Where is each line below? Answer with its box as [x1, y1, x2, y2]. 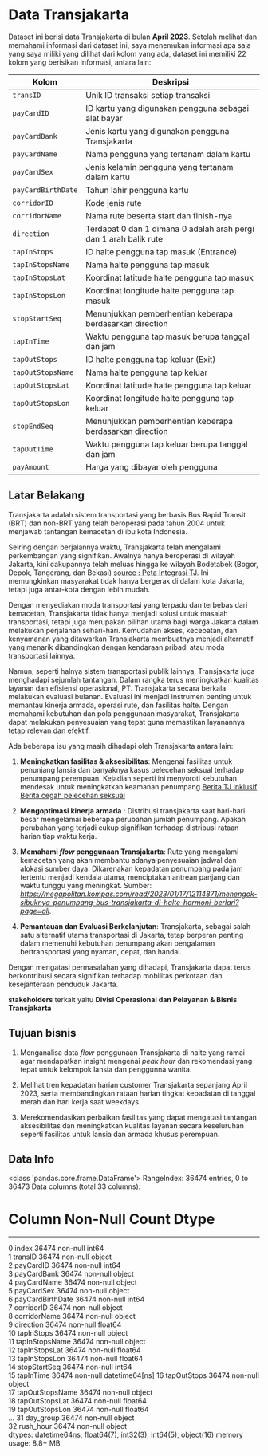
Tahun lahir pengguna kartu [85, 184, 189, 195]
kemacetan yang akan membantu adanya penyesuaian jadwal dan [19, 855, 237, 864]
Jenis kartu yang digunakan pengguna [85, 125, 230, 136]
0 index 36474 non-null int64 [8, 1244, 104, 1253]
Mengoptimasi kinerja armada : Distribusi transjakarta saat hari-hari [19, 805, 246, 815]
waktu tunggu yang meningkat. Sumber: [19, 880, 152, 890]
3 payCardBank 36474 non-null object [8, 1269, 134, 1279]
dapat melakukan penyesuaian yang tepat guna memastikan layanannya [8, 717, 246, 726]
